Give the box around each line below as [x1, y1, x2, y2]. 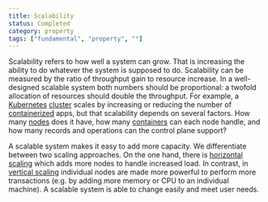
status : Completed [8, 19, 70, 28]
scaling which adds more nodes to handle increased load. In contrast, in [8, 159, 249, 169]
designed [8, 83, 40, 92]
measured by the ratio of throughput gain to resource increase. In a [8, 74, 233, 84]
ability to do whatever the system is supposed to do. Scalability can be [8, 66, 245, 75]
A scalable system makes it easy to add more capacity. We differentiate [8, 141, 247, 151]
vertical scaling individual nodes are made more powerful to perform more [8, 167, 257, 177]
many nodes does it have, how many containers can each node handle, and [8, 117, 261, 127]
